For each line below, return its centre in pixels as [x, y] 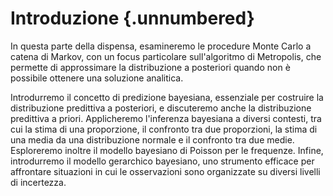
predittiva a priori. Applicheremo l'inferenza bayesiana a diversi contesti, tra [166, 118]
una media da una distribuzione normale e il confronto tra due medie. [152, 139]
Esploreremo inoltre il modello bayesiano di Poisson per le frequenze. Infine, [167, 150]
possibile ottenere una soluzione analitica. [97, 78]
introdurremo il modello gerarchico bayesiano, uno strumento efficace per [162, 161]
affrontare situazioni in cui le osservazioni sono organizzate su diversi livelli [165, 171]
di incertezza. [38, 182]
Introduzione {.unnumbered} [132, 18]
